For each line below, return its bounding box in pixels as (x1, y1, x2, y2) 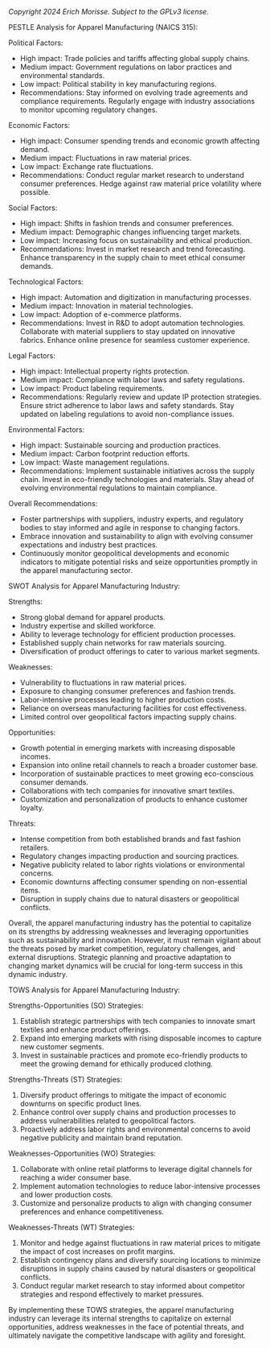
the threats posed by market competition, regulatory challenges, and (8, 944, 235, 953)
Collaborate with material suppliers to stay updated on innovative (19, 327, 235, 336)
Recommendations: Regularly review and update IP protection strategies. (19, 392, 262, 402)
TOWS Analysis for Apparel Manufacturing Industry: (8, 985, 181, 995)
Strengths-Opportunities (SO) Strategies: (8, 1001, 144, 1010)
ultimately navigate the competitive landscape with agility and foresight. (8, 1331, 247, 1340)
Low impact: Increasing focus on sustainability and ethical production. (19, 236, 252, 245)
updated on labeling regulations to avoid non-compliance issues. (19, 410, 235, 418)
